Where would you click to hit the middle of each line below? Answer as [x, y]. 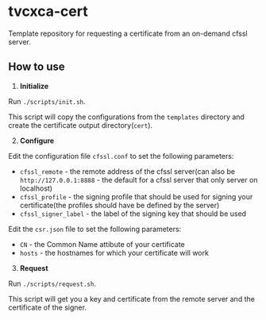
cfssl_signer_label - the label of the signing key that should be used [133, 214]
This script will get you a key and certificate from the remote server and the [132, 299]
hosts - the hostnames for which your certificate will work [114, 253]
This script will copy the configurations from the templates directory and [126, 117]
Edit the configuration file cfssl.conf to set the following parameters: [121, 156]
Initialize [34, 86]
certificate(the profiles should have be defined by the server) [120, 205]
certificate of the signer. [48, 307]
